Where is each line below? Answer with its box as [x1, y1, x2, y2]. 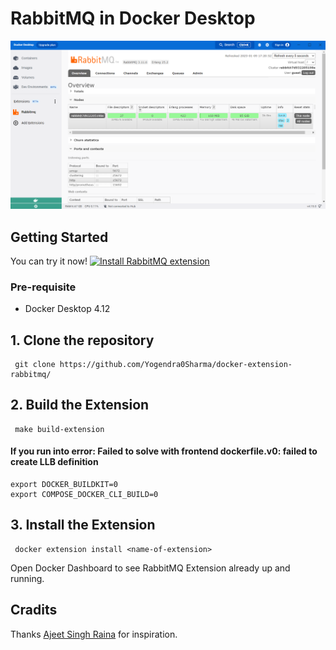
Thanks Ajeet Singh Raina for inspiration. [10, 628, 178, 640]
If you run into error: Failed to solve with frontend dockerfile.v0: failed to [10, 445, 318, 457]
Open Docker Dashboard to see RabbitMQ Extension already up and [10, 562, 291, 574]
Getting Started [10, 228, 109, 246]
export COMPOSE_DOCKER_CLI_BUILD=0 [10, 490, 159, 500]
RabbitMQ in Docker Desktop [10, 7, 256, 30]
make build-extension [14, 424, 105, 434]
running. [10, 572, 45, 584]
